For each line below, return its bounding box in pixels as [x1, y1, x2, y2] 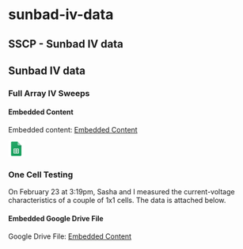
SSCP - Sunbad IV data [8, 37, 124, 51]
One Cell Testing [8, 169, 74, 180]
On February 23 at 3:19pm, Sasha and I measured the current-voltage [8, 187, 235, 197]
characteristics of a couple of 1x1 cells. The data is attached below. [8, 196, 226, 205]
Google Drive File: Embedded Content [8, 232, 132, 241]
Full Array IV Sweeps [8, 87, 90, 98]
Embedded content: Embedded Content [8, 125, 138, 135]
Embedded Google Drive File [8, 213, 104, 223]
